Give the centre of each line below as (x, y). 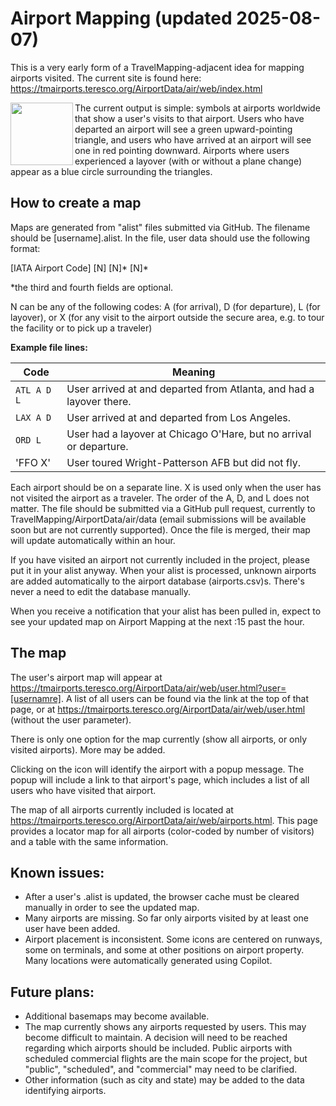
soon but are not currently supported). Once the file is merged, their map (160, 529)
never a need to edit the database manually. (101, 591)
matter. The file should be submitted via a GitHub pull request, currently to (163, 508)
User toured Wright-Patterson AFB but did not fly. (183, 462)
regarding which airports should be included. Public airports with (158, 1048)
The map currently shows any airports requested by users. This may (165, 1027)
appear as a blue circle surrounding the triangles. (111, 171)
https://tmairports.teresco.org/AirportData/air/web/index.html (136, 88)
